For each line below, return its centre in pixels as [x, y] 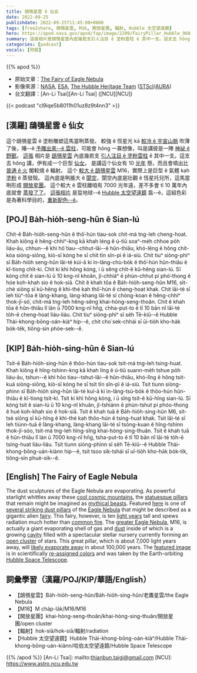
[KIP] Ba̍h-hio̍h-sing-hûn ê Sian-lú [70, 348]
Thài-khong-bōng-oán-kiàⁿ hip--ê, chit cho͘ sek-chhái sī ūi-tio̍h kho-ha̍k [93, 321]
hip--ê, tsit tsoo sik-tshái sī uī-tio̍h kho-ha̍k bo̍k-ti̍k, [126, 451]
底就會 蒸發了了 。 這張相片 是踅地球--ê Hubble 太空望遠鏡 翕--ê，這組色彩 [96, 192]
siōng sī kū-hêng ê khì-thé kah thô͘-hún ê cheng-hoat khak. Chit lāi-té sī [103, 289]
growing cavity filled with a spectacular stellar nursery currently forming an [97, 535]
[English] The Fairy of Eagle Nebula [72, 476]
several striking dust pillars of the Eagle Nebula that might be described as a [98, 510]
